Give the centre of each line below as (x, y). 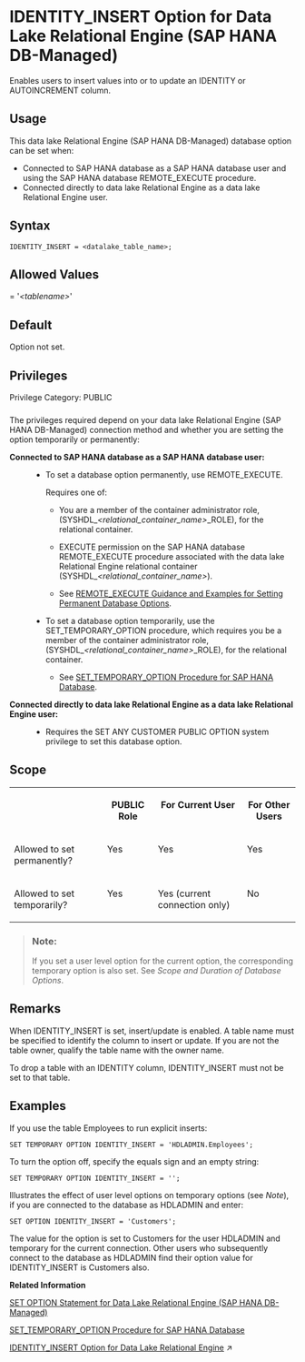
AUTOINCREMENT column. (60, 90)
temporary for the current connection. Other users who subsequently (139, 1247)
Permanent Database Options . (115, 603)
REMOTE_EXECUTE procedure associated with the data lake (172, 556)
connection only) (194, 904)
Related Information (48, 1285)
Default (31, 325)
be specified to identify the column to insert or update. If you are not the (144, 1040)
